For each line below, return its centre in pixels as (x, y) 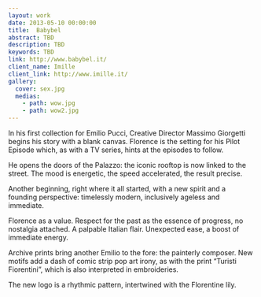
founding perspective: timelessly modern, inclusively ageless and (114, 197)
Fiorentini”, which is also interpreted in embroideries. (94, 269)
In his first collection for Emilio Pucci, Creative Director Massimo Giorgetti (127, 133)
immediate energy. (38, 238)
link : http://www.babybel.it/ (58, 60)
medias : (28, 96)
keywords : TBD (31, 52)
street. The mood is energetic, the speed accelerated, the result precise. (125, 173)
